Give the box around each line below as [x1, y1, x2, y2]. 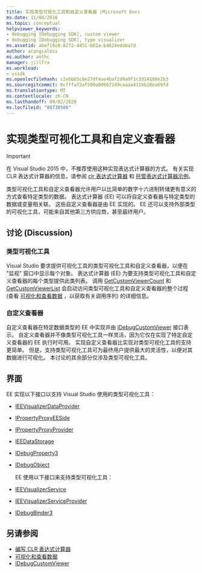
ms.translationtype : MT [6, 88, 66, 94]
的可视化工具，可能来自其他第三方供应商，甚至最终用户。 [6, 208, 149, 215]
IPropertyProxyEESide [14, 415, 71, 422]
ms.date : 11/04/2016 [6, 15, 58, 21]
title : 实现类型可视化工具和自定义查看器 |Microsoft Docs [6, 8, 140, 15]
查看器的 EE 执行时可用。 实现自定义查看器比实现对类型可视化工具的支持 [11, 339, 192, 346]
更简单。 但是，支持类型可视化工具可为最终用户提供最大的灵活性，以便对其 [6, 346, 193, 354]
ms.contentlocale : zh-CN [6, 93, 69, 99]
